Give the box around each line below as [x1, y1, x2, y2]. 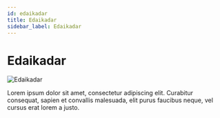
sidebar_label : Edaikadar [7, 23, 81, 30]
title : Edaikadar [7, 17, 57, 23]
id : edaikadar [7, 10, 48, 17]
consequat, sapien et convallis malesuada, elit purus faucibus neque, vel [7, 96, 214, 104]
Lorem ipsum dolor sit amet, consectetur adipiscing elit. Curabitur [7, 89, 194, 97]
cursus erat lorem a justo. [7, 104, 80, 112]
